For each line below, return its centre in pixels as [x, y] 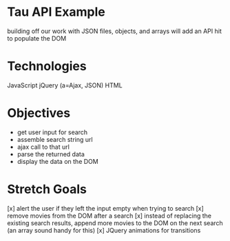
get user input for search [52, 132]
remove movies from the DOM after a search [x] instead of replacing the [109, 216]
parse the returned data [51, 154]
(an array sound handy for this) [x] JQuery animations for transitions [104, 230]
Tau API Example [56, 12]
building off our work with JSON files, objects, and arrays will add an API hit [114, 31]
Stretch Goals [47, 189]
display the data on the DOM [57, 161]
